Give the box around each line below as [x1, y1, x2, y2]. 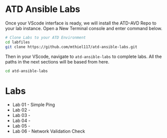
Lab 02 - [12, 107, 30, 113]
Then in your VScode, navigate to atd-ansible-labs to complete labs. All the [5, 53, 162, 59]
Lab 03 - [12, 112, 30, 118]
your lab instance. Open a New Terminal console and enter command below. [5, 25, 162, 31]
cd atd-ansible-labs [5, 68, 48, 73]
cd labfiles [5, 39, 30, 44]
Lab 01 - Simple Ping [12, 101, 55, 108]
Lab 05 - [12, 123, 30, 129]
